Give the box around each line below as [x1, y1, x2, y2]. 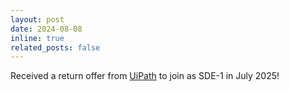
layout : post [10, 14, 65, 25]
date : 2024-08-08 [10, 24, 83, 34]
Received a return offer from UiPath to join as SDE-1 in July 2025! [10, 70, 280, 82]
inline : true [10, 33, 65, 43]
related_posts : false [10, 42, 101, 53]
